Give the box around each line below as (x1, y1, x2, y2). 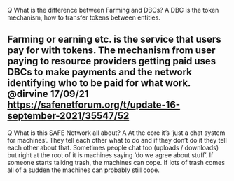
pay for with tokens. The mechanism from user (7, 45, 216, 57)
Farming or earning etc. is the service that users (7, 34, 222, 45)
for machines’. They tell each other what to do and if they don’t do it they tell (7, 136, 228, 144)
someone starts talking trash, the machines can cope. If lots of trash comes (7, 158, 226, 166)
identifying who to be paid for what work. (7, 77, 191, 89)
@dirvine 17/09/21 (7, 88, 89, 100)
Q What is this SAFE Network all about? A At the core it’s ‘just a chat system (7, 129, 226, 137)
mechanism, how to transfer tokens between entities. (7, 13, 161, 22)
